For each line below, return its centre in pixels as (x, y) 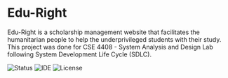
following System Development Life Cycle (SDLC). (80, 54)
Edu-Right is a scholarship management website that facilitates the (103, 32)
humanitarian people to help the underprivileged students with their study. (114, 39)
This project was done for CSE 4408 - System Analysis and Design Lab (110, 47)
